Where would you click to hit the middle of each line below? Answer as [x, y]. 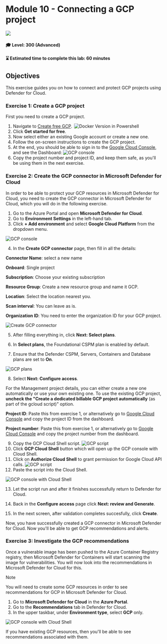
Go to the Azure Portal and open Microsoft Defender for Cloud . [78, 213]
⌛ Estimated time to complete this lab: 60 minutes [58, 59]
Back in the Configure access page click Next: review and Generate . [84, 504]
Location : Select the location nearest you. [48, 296]
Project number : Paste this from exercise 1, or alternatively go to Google [80, 428]
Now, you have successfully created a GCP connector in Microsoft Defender [83, 523]
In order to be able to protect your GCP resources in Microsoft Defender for [83, 193]
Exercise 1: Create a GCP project [45, 106]
